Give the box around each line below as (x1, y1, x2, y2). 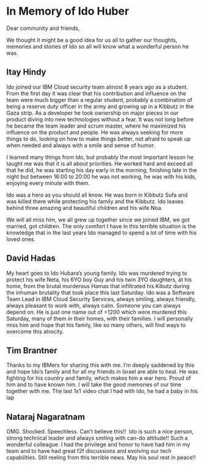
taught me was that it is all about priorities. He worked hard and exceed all (6, 160, 193, 167)
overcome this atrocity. (6, 328, 64, 335)
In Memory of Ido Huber (6, 4, 129, 18)
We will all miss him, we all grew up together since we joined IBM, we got (6, 215, 190, 223)
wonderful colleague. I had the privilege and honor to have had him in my (6, 441, 191, 448)
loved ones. (6, 235, 36, 242)
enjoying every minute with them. (6, 179, 90, 187)
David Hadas (6, 253, 56, 264)
